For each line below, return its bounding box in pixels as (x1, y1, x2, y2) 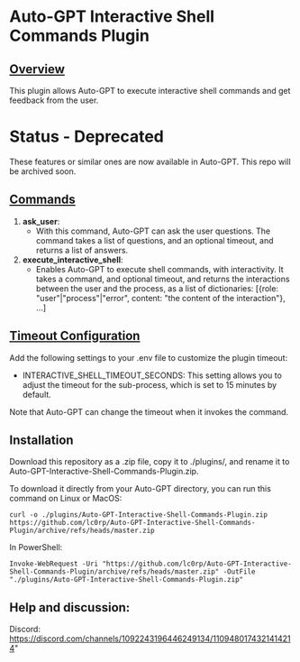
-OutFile (223, 567, 256, 576)
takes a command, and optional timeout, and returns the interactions (35, 273, 290, 284)
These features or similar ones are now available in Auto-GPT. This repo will (9, 156, 291, 167)
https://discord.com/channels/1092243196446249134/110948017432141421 (9, 633, 291, 644)
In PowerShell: (9, 542, 63, 553)
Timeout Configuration (9, 328, 141, 344)
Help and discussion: (9, 600, 131, 615)
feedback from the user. (9, 95, 99, 106)
